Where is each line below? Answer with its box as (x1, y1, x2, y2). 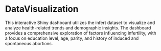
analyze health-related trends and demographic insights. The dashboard (5, 25, 151, 30)
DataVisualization (5, 3, 79, 15)
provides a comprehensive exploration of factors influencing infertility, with (5, 30, 157, 36)
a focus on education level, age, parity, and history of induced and (5, 35, 139, 41)
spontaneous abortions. (5, 40, 53, 46)
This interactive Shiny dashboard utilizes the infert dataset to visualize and (5, 20, 155, 25)
